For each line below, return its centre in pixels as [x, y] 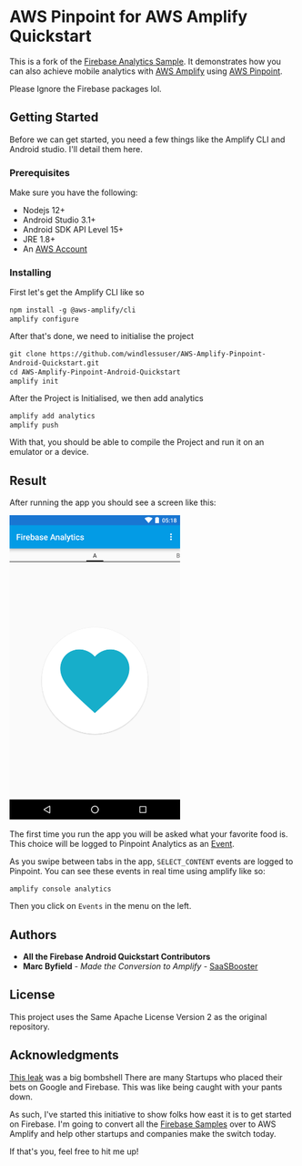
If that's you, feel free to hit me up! [74, 1151]
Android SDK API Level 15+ [73, 230]
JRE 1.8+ [39, 240]
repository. [30, 1027]
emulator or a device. [49, 452]
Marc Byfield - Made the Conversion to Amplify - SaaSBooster [140, 966]
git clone [28, 354]
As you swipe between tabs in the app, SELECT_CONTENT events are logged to [151, 862]
